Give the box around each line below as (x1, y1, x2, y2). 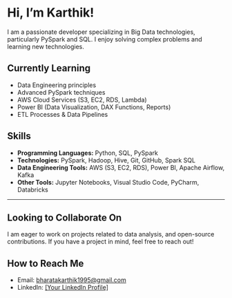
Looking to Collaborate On (7, 212, 122, 223)
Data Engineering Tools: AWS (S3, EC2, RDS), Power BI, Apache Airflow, (17, 163, 225, 171)
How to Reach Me (7, 257, 84, 269)
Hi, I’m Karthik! (7, 5, 95, 21)
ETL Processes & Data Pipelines (17, 110, 108, 118)
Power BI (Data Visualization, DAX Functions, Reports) (17, 102, 171, 111)
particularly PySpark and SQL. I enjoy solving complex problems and (7, 35, 202, 43)
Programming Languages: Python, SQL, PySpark (17, 149, 159, 157)
